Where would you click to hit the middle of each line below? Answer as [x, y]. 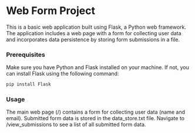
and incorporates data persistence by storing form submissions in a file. [93, 39]
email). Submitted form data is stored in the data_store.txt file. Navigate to [95, 118]
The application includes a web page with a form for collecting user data [94, 33]
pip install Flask [28, 84]
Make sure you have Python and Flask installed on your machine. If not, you [97, 67]
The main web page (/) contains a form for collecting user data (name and [95, 112]
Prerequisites [26, 54]
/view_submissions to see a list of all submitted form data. [76, 125]
